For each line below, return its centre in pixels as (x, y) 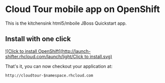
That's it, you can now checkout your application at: (59, 66)
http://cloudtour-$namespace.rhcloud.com (49, 75)
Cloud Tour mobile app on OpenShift (82, 9)
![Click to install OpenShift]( (34, 51)
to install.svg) (98, 56)
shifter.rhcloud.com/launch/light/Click (45, 56)
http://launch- (76, 51)
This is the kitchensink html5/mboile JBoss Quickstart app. (66, 23)
